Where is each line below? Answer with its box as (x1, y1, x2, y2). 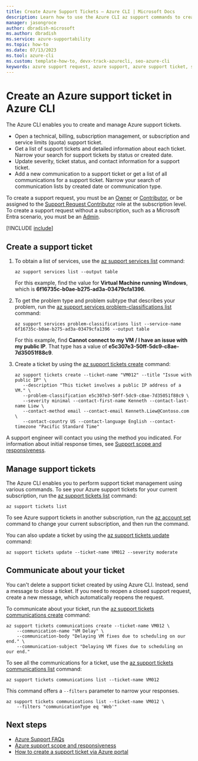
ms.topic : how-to (6, 42, 49, 48)
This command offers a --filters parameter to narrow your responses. (6, 687, 180, 694)
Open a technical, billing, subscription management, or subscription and (14, 132, 190, 140)
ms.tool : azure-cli (6, 53, 54, 59)
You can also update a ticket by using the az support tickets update (6, 532, 170, 539)
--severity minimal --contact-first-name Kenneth (22, 398, 147, 404)
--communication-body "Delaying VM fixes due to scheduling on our (16, 633, 186, 639)
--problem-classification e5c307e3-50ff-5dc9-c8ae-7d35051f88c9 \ (22, 393, 190, 399)
